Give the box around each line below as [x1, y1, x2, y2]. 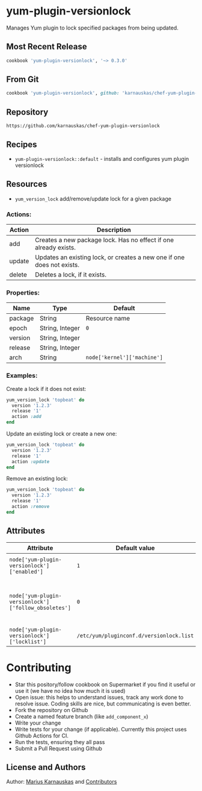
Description [97, 226, 131, 234]
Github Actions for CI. [14, 732, 69, 739]
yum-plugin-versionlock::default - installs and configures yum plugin [14, 155, 189, 162]
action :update [11, 458, 50, 464]
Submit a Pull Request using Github [14, 745, 102, 752]
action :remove [11, 504, 50, 510]
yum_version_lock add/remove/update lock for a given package [14, 195, 171, 202]
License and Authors [6, 762, 86, 772]
